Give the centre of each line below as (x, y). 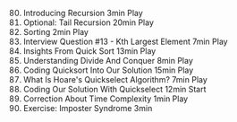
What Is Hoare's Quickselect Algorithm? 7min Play (115, 79)
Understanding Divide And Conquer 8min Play (108, 61)
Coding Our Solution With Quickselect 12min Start (114, 89)
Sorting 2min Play (55, 32)
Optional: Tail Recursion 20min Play (89, 22)
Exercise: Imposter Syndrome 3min (88, 108)
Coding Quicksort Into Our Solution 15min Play (108, 70)
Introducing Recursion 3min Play (83, 13)
